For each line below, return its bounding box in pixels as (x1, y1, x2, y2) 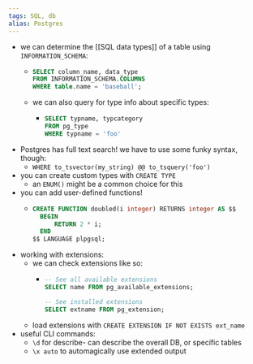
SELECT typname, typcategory (44, 115, 144, 123)
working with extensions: (19, 249, 104, 260)
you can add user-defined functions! (19, 188, 144, 197)
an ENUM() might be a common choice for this (32, 179, 183, 188)
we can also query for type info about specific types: (32, 97, 209, 107)
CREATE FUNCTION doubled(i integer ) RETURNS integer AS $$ (32, 205, 237, 213)
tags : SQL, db (8, 11, 57, 20)
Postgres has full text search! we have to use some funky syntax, (19, 144, 238, 154)
